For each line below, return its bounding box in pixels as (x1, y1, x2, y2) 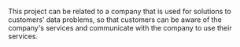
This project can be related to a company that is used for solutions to (8, 7, 232, 16)
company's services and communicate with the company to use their (8, 23, 232, 32)
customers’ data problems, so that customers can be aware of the (8, 15, 223, 24)
